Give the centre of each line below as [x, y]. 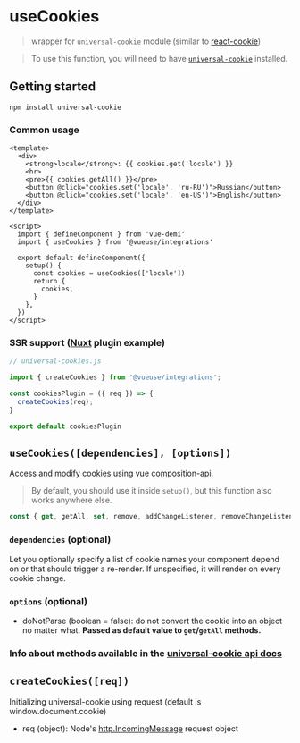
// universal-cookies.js [55, 361]
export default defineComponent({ [81, 258]
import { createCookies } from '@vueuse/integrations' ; [115, 377]
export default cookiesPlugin [66, 426]
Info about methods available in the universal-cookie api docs [146, 653]
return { [49, 282]
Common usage [45, 130]
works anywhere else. [71, 500]
